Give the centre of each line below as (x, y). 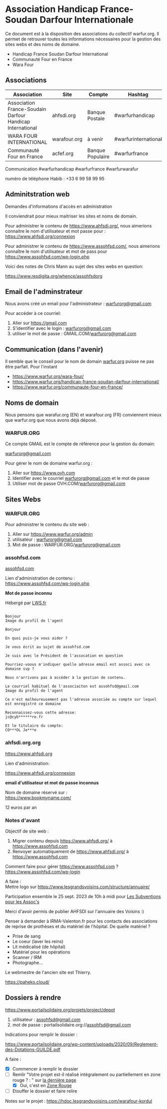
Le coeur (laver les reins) (38, 941)
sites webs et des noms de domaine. (43, 44)
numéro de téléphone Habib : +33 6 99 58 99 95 (55, 178)
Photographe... (28, 963)
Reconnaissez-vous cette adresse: (41, 713)
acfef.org (63, 153)
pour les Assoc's (22, 902)
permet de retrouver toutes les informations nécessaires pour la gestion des (83, 39)
